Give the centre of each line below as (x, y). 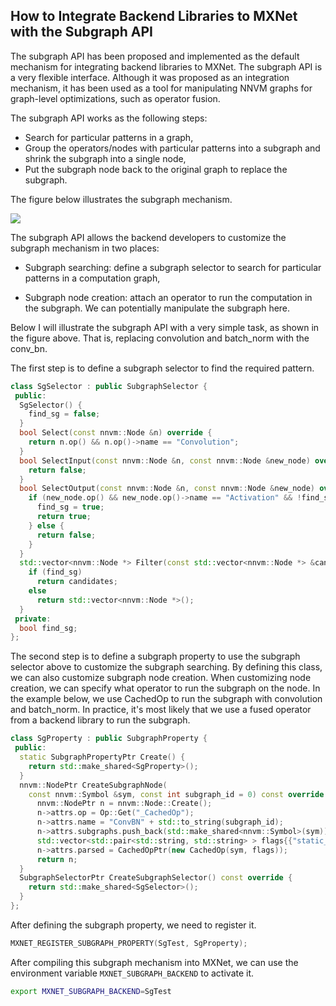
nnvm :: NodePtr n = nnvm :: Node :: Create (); (124, 804)
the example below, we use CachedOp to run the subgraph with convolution (166, 699)
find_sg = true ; (70, 507)
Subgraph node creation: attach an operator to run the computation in (168, 297)
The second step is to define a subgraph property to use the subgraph (155, 656)
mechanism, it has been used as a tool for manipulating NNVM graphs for (161, 88)
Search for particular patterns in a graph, (109, 137)
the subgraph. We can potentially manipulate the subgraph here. (157, 308)
